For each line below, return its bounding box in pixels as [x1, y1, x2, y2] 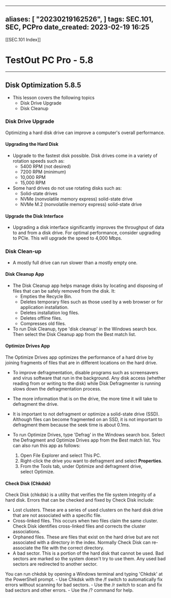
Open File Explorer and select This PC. [20, 452, 101, 458]
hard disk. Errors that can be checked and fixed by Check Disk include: [5, 497, 154, 503]
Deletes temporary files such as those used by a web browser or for [20, 299, 163, 305]
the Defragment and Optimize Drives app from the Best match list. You [12, 437, 160, 443]
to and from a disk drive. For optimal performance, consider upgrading [12, 230, 161, 236]
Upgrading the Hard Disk [5, 141, 59, 147]
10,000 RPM [20, 174, 46, 180]
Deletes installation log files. [20, 309, 79, 316]
